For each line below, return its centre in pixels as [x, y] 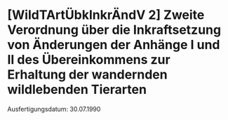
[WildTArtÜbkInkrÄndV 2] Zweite [106, 15]
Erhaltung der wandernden [87, 75]
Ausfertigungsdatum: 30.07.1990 [54, 109]
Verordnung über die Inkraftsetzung [114, 30]
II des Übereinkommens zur [89, 60]
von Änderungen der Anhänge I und [114, 45]
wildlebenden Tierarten [77, 89]
